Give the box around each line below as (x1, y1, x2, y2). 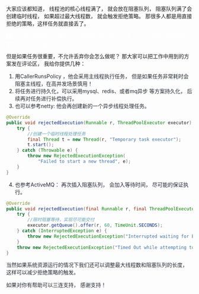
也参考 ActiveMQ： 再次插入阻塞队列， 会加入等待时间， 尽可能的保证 (14, 181, 184, 188)
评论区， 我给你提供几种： (21, 60, 86, 67)
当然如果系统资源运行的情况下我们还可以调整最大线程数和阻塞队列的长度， (6, 261, 188, 268)
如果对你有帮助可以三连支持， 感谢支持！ (6, 282, 107, 289)
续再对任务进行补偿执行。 (14, 95, 78, 102)
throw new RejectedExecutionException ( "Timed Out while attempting (17, 244, 187, 251)
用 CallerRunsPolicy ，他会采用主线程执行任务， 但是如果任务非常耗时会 (14, 73, 189, 80)
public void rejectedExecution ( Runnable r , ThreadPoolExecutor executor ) (6, 119, 192, 126)
